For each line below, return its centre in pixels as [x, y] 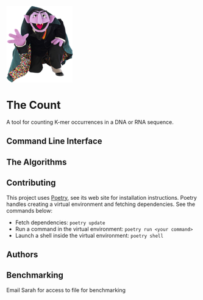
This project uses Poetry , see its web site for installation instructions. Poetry [101, 197]
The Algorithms [37, 162]
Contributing [31, 183]
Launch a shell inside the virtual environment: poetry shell [89, 235]
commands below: [30, 210]
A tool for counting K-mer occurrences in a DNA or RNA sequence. [90, 122]
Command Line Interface [54, 141]
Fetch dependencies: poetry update [60, 222]
